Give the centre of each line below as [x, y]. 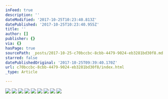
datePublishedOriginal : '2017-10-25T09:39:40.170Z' [61, 63]
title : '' [16, 29]
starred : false [21, 58]
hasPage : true [20, 48]
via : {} [14, 44]
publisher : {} [20, 39]
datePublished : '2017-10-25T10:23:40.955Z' [52, 24]
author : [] [17, 34]
